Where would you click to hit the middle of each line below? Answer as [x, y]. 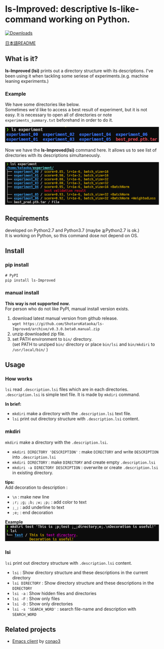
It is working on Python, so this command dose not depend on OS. [72, 235]
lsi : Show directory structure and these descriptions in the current [80, 573]
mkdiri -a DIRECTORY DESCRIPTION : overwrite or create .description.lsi [85, 467]
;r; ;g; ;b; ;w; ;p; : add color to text [49, 502]
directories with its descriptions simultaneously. [53, 155]
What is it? [21, 59]
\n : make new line [31, 497]
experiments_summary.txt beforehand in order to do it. [59, 120]
